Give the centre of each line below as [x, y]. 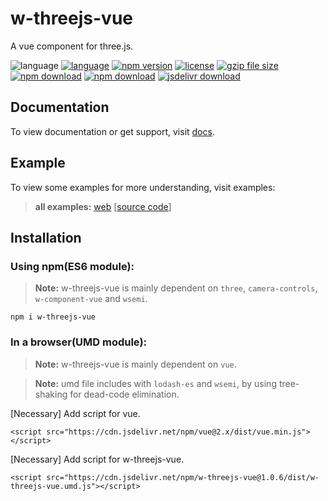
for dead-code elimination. [124, 394]
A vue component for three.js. [72, 46]
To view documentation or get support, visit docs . [112, 131]
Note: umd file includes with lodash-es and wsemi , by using [155, 383]
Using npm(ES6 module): [72, 266]
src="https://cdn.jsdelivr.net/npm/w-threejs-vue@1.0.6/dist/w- [183, 477]
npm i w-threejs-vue [53, 317]
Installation [46, 237]
